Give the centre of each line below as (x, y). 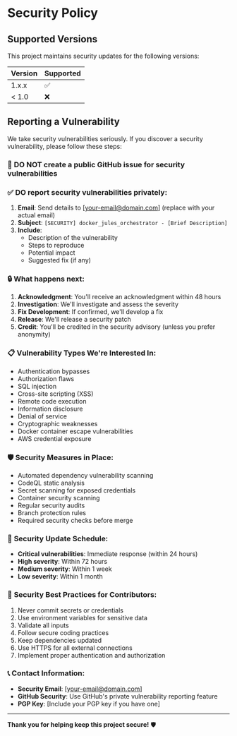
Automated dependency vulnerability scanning (85, 475)
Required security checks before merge (75, 520)
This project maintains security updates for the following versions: (103, 56)
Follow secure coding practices (63, 632)
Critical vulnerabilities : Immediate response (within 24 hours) (108, 554)
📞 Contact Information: (46, 673)
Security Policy (53, 13)
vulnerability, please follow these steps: (65, 146)
